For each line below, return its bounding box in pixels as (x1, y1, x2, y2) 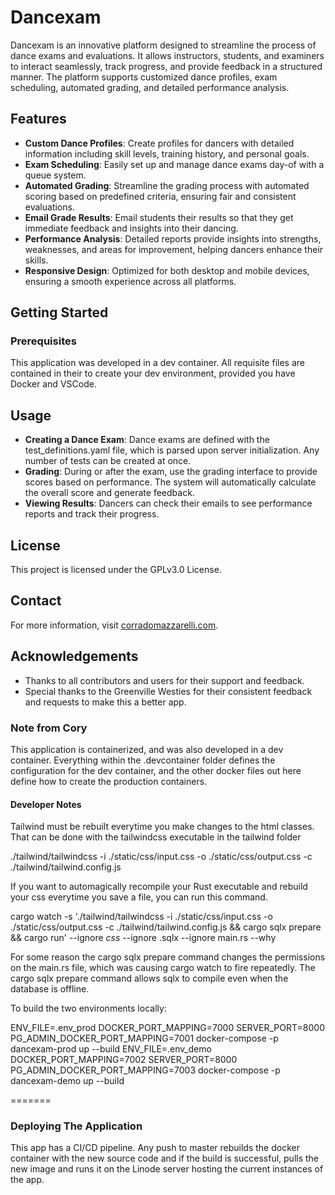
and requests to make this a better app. (24, 696, 187, 708)
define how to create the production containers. (10, 775, 208, 787)
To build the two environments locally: (10, 1002, 167, 1015)
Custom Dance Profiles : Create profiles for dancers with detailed (24, 137, 295, 149)
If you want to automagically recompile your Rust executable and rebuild (10, 881, 308, 893)
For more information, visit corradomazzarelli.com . (10, 619, 219, 631)
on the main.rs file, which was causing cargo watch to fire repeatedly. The (10, 962, 316, 974)
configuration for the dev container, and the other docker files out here (10, 764, 302, 776)
